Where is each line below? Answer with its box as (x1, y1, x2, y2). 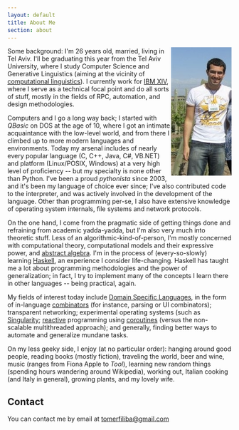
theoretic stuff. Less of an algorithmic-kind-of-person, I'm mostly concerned (7, 234, 232, 242)
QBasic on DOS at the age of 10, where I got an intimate (7, 121, 171, 130)
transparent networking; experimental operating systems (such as (7, 308, 201, 317)
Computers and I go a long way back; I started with (7, 114, 157, 123)
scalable (7, 323, 32, 332)
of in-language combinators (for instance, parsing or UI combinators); (7, 300, 212, 309)
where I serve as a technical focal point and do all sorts (7, 85, 169, 93)
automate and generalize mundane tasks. (7, 331, 129, 339)
